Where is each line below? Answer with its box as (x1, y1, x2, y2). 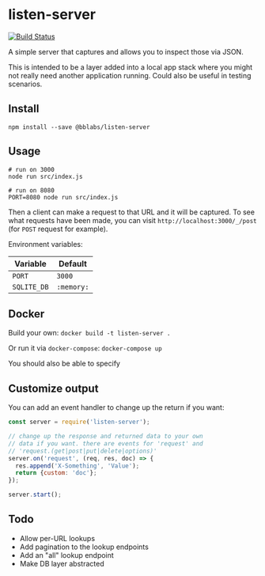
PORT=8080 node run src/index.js (8, 193, 119, 201)
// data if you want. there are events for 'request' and (8, 439, 203, 448)
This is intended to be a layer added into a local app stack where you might (8, 62, 253, 72)
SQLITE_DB (12, 282, 49, 291)
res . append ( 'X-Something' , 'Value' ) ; (15, 461, 140, 470)
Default (59, 258, 87, 269)
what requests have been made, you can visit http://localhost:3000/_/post (8, 215, 257, 225)
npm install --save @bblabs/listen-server (8, 123, 150, 131)
